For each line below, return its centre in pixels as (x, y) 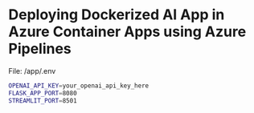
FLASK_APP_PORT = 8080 (43, 93)
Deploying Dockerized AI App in (117, 15)
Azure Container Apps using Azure (127, 32)
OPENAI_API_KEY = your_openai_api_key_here (79, 86)
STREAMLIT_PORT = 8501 (43, 101)
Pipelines (40, 49)
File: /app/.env (32, 71)
